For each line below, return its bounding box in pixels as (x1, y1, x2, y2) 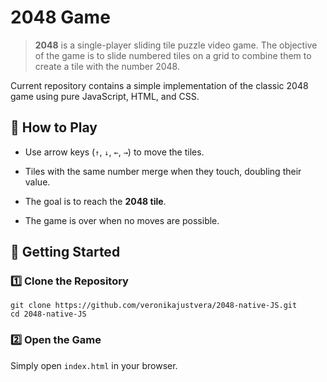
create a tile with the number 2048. (34, 60, 180, 72)
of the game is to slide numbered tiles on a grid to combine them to (34, 49, 312, 61)
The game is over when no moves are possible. (24, 214, 220, 226)
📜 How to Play (10, 119, 98, 136)
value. (24, 176, 51, 188)
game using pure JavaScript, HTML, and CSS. (10, 90, 200, 102)
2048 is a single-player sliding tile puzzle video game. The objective (34, 39, 318, 51)
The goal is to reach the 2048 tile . (24, 195, 167, 207)
